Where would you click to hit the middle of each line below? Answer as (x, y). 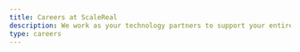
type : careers (36, 33)
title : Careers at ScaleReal (63, 17)
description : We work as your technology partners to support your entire (151, 26)
